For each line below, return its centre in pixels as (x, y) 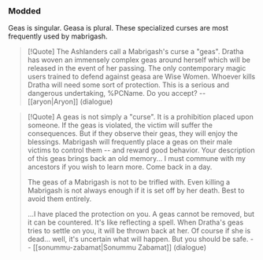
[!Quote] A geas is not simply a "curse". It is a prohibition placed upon (140, 117)
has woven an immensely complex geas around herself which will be (139, 60)
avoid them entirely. (59, 199)
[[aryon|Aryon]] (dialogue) (70, 102)
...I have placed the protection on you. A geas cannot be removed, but (141, 214)
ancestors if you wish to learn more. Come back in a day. (120, 167)
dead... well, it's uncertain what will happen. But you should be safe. (138, 239)
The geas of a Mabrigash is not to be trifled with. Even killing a (129, 182)
